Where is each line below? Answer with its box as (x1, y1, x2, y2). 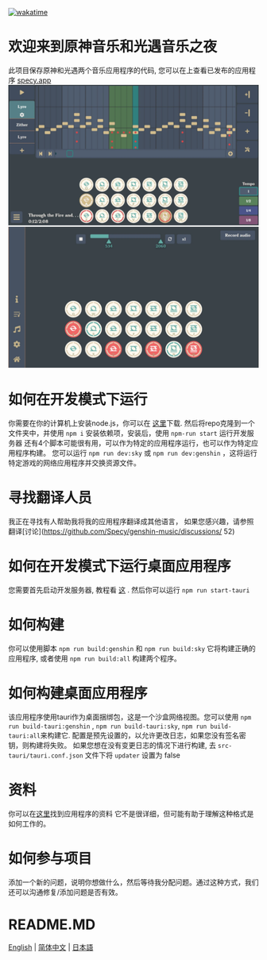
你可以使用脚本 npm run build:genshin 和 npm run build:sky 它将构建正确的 (8, 643, 256, 653)
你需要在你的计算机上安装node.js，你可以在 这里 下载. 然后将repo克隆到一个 (8, 418, 256, 428)
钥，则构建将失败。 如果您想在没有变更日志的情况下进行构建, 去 (8, 740, 216, 750)
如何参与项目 (8, 850, 93, 867)
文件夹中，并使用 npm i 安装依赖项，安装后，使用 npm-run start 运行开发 (8, 428, 248, 438)
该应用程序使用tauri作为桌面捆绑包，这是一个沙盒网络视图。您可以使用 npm (8, 711, 252, 722)
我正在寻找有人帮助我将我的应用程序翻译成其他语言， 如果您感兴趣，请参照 (8, 516, 254, 526)
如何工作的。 (8, 819, 50, 828)
